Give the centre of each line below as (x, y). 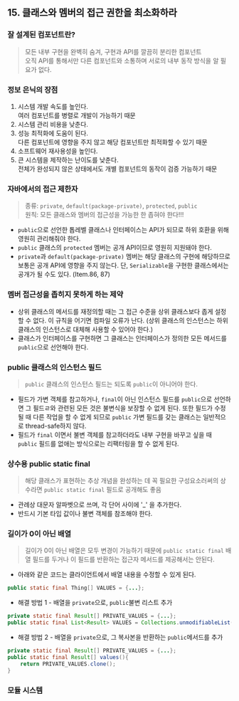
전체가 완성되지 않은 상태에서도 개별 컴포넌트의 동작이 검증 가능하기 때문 (117, 169)
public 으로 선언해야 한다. (53, 347)
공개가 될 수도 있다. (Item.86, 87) (64, 274)
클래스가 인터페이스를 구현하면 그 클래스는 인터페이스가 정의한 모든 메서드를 (122, 338)
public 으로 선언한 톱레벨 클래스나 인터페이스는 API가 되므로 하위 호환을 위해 (123, 230)
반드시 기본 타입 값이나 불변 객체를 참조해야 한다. (85, 514)
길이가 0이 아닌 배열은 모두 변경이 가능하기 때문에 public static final (124, 551)
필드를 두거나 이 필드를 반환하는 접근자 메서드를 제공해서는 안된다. (123, 559)
